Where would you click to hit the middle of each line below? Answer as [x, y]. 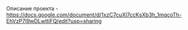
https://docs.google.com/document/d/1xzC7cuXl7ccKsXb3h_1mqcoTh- [94, 15]
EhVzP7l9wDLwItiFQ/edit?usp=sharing [54, 21]
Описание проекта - [32, 9]
